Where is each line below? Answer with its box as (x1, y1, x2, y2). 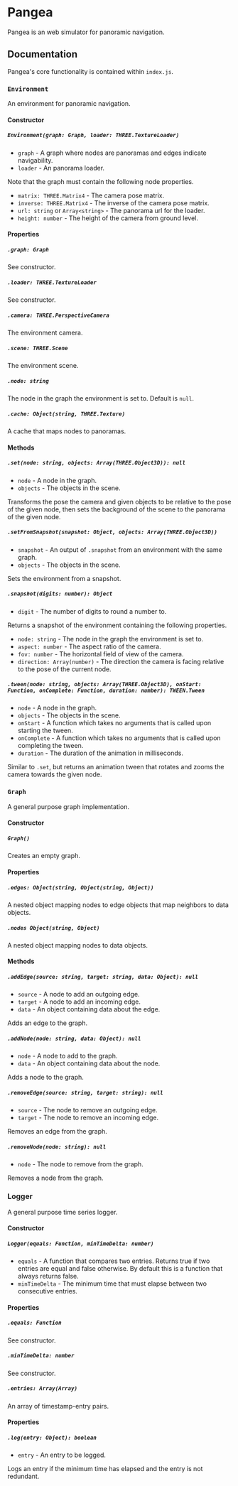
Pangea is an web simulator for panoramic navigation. (7, 28, 165, 36)
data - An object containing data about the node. (17, 1059, 161, 1068)
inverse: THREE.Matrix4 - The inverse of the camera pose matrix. (17, 198, 210, 207)
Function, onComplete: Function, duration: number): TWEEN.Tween (7, 687, 205, 695)
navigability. (17, 156, 53, 164)
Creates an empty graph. (7, 852, 80, 860)
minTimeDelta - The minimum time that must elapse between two (17, 1279, 207, 1288)
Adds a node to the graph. (7, 1073, 84, 1082)
